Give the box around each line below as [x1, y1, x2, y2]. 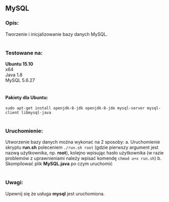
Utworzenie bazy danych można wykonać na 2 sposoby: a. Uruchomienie [5, 139, 160, 145]
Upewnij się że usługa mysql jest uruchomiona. [5, 190, 105, 196]
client [5, 110, 19, 116]
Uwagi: [5, 179, 23, 186]
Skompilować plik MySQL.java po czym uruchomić [5, 161, 113, 167]
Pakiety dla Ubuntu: [5, 94, 49, 100]
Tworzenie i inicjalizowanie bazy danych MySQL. [5, 31, 108, 37]
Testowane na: [5, 49, 43, 56]
